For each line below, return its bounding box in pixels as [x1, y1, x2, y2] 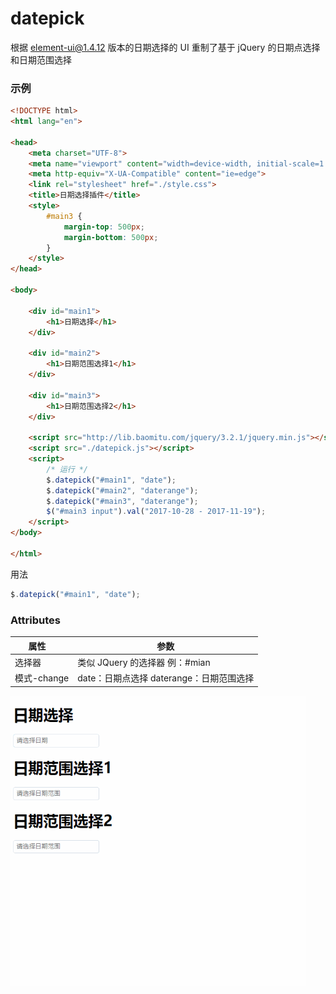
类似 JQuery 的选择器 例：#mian [77, 656, 211, 668]
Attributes [10, 613, 61, 627]
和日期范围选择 [10, 53, 72, 66]
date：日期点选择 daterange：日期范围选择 [77, 672, 255, 684]
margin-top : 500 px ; [63, 222, 145, 232]
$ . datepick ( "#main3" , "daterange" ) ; [46, 496, 199, 506]
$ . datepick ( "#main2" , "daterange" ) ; [46, 485, 199, 496]
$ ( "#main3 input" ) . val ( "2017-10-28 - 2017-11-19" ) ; [46, 507, 267, 517]
